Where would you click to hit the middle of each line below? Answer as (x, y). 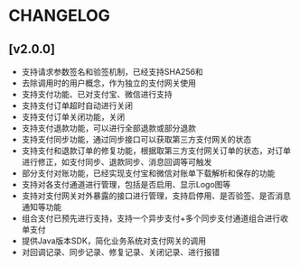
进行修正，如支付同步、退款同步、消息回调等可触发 (117, 162)
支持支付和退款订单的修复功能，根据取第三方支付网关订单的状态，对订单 (156, 151)
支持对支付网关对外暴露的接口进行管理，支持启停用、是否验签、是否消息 (156, 196)
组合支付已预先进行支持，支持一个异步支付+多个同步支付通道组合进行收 (155, 218)
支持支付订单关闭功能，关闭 (73, 117)
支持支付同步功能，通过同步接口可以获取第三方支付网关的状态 (136, 139)
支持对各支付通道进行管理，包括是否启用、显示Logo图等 (126, 184)
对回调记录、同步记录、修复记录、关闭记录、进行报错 (121, 252)
